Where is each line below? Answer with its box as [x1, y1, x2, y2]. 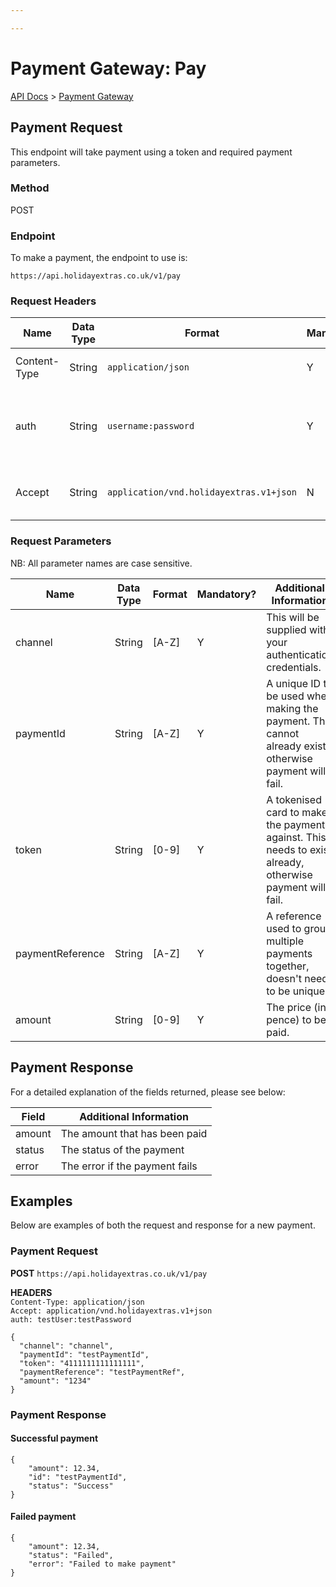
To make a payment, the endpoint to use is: [10, 252, 188, 264]
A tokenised [266, 792, 322, 806]
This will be [266, 610, 320, 624]
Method [10, 181, 50, 195]
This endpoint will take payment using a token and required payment [10, 146, 293, 158]
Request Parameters [10, 534, 112, 548]
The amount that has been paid [60, 1126, 208, 1140]
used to [266, 921, 302, 935]
